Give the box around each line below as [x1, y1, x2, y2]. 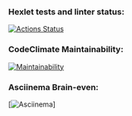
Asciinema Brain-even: [8, 81, 99, 92]
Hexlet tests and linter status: [8, 6, 125, 17]
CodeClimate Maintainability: [8, 44, 124, 55]
